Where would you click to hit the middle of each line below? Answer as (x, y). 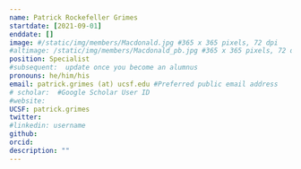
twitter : (26, 117)
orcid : (21, 142)
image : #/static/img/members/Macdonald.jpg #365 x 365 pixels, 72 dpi (144, 42)
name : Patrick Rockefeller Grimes (74, 17)
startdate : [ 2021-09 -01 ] (56, 26)
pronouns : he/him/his (50, 76)
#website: (28, 101)
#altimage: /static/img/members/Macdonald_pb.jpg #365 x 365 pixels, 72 (148, 51)
